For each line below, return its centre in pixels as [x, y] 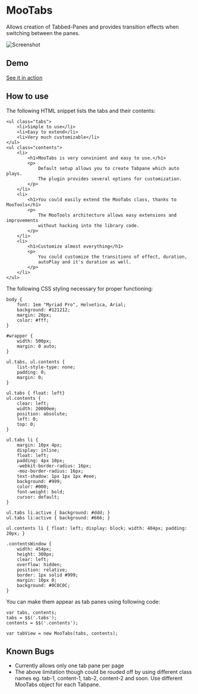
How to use [27, 97]
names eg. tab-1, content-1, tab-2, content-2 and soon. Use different [98, 679]
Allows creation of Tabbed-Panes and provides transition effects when [93, 27]
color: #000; [33, 487]
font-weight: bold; [41, 492]
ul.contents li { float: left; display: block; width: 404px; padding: [97, 528]
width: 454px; [34, 549]
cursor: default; [38, 497]
